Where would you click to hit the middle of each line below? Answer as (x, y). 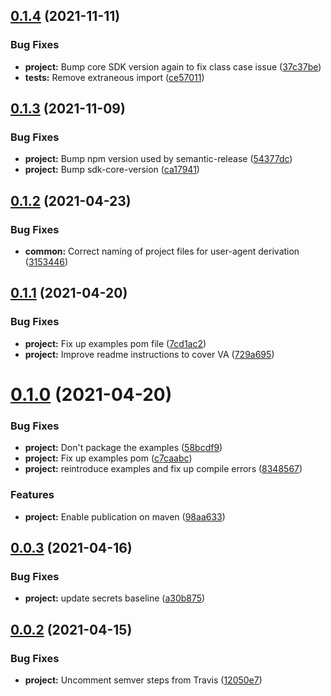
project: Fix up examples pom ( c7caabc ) (108, 458)
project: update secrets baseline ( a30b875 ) (115, 598)
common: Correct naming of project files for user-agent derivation (162, 251)
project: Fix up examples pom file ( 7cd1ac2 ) (115, 343)
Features (32, 495)
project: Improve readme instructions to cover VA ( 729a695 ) (149, 354)
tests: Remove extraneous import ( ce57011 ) (114, 77)
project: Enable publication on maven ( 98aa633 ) (125, 516)
